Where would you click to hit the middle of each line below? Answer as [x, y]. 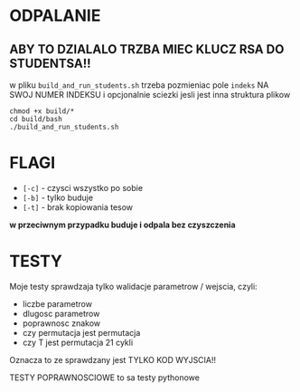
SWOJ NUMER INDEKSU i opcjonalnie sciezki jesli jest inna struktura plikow [150, 95]
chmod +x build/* [42, 111]
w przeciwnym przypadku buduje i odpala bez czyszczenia [123, 225]
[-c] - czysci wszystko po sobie [82, 187]
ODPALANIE [55, 16]
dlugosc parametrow [61, 313]
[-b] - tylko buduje [57, 197]
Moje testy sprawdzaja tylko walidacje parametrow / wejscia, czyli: [133, 286]
